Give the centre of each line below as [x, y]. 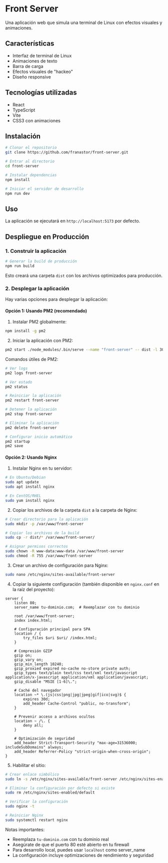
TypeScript [24, 110]
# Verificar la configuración [37, 802]
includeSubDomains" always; [34, 747]
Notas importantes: [25, 830]
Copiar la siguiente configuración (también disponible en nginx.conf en [86, 584]
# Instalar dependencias [31, 175]
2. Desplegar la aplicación [37, 288]
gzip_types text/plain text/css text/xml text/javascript [76, 673]
